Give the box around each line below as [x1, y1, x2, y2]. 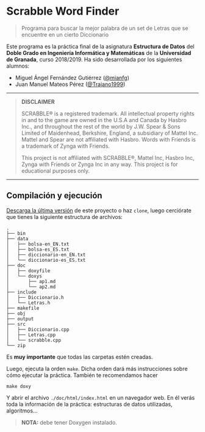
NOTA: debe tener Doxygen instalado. [21, 419, 117, 426]
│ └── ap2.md [6, 284, 56, 290]
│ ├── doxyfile [6, 267, 51, 274]
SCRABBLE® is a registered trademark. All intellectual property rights [21, 110, 195, 117]
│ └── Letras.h [6, 300, 51, 306]
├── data [6, 236, 29, 242]
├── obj [6, 310, 26, 317]
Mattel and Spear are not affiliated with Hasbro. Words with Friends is [21, 135, 196, 143]
